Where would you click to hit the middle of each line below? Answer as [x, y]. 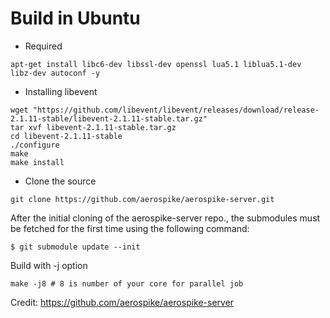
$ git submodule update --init [75, 247]
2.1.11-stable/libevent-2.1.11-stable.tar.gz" [109, 118]
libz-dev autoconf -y [55, 73]
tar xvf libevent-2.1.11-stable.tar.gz [93, 127]
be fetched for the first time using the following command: [130, 228]
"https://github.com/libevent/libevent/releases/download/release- [176, 110]
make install [37, 162]
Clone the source [60, 181]
